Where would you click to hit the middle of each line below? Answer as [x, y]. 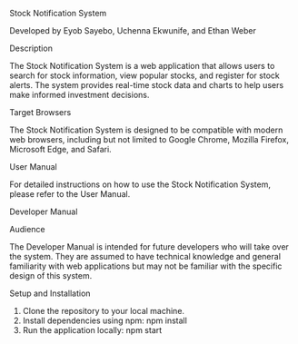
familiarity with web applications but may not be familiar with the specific [146, 266]
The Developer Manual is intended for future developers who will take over [149, 247]
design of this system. [51, 275]
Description [31, 48]
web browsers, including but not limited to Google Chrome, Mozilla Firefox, [149, 139]
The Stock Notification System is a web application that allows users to [142, 66]
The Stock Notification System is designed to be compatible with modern [146, 130]
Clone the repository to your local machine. [103, 311]
